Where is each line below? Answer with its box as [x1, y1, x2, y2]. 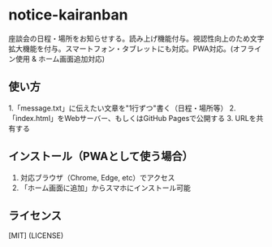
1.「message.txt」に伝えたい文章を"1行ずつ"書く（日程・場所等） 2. [8, 103, 236, 113]
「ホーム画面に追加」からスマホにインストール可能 [19, 183, 191, 193]
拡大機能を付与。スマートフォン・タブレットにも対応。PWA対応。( [8, 43, 234, 54]
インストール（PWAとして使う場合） [8, 149, 193, 163]
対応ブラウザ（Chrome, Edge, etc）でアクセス [19, 172, 175, 182]
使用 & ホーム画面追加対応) [15, 54, 106, 63]
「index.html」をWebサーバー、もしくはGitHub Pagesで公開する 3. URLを [8, 113, 257, 123]
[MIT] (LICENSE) [8, 231, 64, 240]
